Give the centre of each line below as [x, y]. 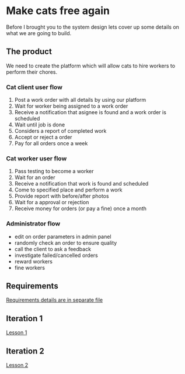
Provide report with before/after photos [62, 196]
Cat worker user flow [36, 158]
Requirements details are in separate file [55, 300]
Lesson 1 [17, 332]
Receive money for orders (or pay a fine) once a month [81, 208]
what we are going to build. [39, 33]
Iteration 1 [25, 318]
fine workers [30, 267]
